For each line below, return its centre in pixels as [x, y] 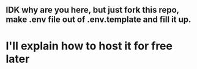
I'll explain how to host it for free [89, 46]
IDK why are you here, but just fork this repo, [92, 10]
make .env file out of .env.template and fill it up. [98, 20]
